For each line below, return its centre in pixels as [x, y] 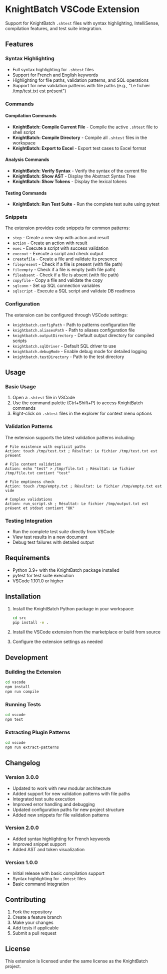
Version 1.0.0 [21, 862]
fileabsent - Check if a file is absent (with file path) [65, 275]
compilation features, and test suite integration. [54, 28]
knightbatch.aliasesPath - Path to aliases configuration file [73, 330]
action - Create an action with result [50, 243]
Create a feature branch [37, 917]
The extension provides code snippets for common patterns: [67, 228]
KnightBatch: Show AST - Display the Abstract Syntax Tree [74, 176]
